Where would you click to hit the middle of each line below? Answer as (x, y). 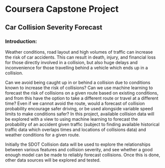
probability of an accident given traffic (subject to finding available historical (82, 124)
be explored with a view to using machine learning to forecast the (71, 119)
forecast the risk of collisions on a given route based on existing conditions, (82, 93)
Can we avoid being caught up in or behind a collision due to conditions (78, 82)
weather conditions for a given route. (43, 134)
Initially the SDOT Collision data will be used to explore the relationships (78, 144)
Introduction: (21, 41)
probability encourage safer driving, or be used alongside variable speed (79, 108)
